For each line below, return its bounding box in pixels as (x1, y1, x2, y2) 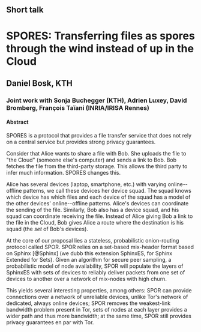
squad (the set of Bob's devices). (6, 225, 89, 233)
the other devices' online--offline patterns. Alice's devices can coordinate (6, 200, 189, 207)
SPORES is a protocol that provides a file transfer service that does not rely (6, 132, 192, 139)
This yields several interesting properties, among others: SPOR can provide (6, 287, 192, 294)
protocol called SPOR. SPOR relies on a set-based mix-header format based (6, 243, 194, 251)
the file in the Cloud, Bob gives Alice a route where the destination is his (6, 219, 184, 226)
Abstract (6, 118, 29, 125)
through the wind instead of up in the (6, 41, 194, 55)
